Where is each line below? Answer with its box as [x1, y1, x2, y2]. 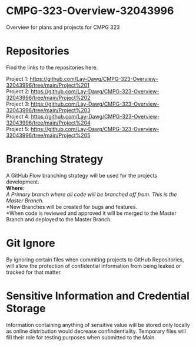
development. [6, 178, 39, 185]
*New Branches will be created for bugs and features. [6, 203, 137, 210]
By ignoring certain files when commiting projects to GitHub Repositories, [6, 256, 184, 263]
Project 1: [6, 75, 29, 82]
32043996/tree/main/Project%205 [6, 132, 91, 139]
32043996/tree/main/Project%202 [6, 94, 91, 101]
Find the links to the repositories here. [6, 64, 98, 71]
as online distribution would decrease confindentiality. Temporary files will [6, 328, 187, 335]
